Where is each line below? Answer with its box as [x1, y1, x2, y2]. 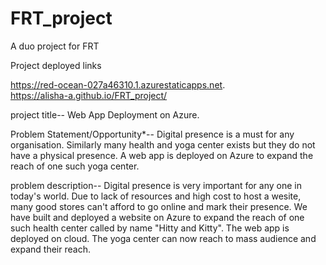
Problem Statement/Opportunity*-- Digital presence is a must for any [10, 128, 295, 140]
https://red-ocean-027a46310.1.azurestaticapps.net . [10, 78, 226, 91]
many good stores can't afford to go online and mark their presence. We [10, 200, 308, 212]
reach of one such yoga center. [10, 160, 140, 172]
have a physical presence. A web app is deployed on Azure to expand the [10, 149, 314, 161]
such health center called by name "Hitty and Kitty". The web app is [10, 222, 290, 234]
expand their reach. [10, 243, 91, 255]
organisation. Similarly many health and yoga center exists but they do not [10, 138, 316, 151]
